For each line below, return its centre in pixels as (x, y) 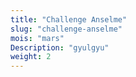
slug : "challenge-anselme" (66, 29)
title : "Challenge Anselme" (69, 19)
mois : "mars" (37, 38)
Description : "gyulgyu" (60, 47)
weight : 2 (31, 57)
